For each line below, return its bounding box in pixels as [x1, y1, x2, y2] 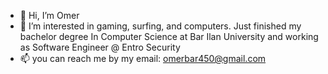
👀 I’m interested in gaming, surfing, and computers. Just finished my [19, 20, 302, 32]
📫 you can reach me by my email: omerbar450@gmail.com [19, 53, 267, 64]
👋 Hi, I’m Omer [19, 10, 80, 21]
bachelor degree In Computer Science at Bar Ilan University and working [19, 31, 319, 42]
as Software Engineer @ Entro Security [19, 41, 181, 53]
